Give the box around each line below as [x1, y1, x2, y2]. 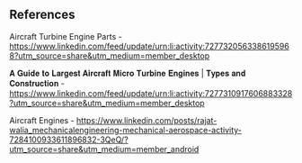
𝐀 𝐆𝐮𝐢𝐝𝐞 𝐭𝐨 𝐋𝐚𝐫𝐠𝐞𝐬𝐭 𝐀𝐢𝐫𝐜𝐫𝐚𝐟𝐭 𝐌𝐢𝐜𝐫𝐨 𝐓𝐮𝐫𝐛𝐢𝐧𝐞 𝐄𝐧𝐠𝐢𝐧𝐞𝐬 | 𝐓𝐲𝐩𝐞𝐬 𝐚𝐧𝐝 [9, 68, 246, 78]
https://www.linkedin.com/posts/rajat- [75, 114, 218, 125]
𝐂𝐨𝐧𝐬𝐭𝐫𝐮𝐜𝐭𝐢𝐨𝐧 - [9, 77, 65, 88]
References [9, 7, 75, 23]
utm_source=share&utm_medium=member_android [9, 143, 200, 154]
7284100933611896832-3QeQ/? [9, 134, 129, 145]
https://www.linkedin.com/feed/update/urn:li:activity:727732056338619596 [9, 41, 289, 51]
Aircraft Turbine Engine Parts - [9, 31, 123, 41]
